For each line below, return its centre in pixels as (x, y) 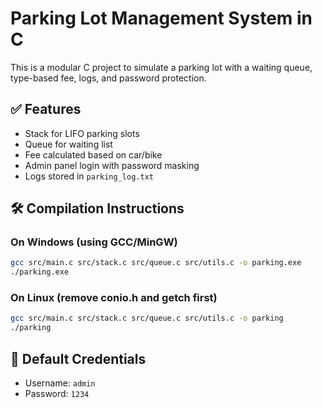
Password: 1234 (57, 394)
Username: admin (60, 383)
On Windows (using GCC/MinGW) (94, 242)
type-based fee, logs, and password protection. (108, 78)
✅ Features (46, 109)
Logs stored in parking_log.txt (89, 176)
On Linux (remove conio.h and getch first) (114, 298)
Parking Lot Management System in (161, 18)
